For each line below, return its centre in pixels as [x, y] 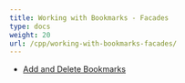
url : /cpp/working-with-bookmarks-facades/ [93, 43]
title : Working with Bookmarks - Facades [89, 18]
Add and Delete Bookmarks [74, 69]
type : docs [30, 26]
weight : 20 [30, 35]
